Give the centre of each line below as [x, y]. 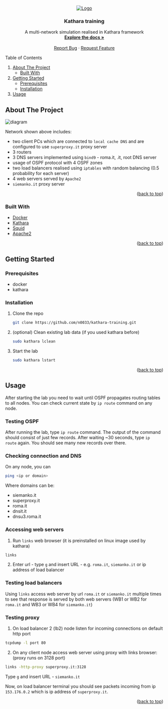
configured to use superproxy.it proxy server [60, 147]
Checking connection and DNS [43, 456]
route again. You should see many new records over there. [66, 443]
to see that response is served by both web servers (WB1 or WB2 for [76, 599]
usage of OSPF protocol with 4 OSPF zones [57, 163]
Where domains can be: [30, 485]
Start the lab [25, 351]
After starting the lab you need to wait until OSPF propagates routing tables [83, 398]
